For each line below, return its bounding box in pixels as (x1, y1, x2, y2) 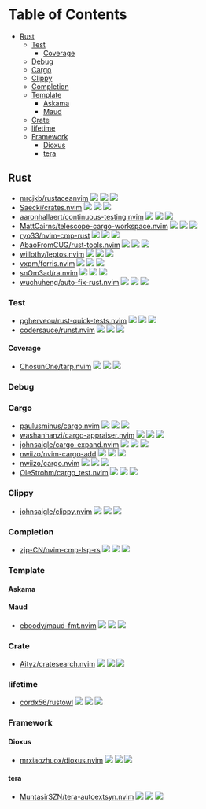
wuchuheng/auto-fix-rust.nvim (19, 277, 120, 286)
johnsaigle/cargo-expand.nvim (19, 440, 120, 449)
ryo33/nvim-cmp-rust (19, 231, 90, 240)
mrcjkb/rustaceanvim (19, 193, 89, 202)
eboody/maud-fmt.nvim (19, 620, 97, 630)
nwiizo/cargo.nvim (19, 459, 80, 468)
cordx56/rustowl (19, 698, 73, 707)
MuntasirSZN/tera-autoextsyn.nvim (19, 792, 134, 801)
